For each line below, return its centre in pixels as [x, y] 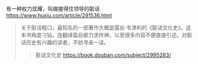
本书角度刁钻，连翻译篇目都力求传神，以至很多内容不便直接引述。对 [104, 35]
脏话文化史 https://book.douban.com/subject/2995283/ [103, 55]
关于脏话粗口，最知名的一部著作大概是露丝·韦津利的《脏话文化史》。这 [106, 28]
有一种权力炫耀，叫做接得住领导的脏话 [53, 9]
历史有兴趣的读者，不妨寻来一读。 [68, 42]
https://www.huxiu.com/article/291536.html [59, 15]
